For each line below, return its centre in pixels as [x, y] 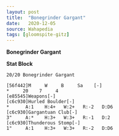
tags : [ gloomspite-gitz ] [38, 35]
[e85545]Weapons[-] [31, 96]
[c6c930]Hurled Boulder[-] [41, 102]
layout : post [23, 12]
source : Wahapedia [30, 29]
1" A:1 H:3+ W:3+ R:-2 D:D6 [60, 129]
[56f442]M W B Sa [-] [54, 86]
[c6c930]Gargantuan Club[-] [42, 113]
